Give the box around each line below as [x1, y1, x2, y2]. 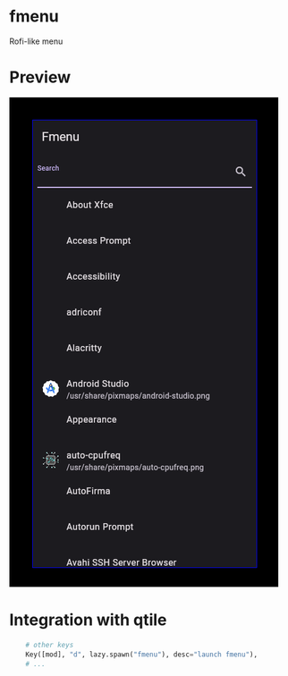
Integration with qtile [9, 610, 167, 630]
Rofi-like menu [9, 36, 64, 46]
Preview [9, 67, 72, 88]
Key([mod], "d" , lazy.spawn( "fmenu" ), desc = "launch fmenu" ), [25, 650, 258, 659]
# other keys [25, 640, 74, 649]
